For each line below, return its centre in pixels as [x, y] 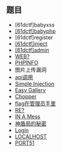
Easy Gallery [30, 90]
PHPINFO [27, 62]
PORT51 [24, 142]
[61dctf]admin [32, 50]
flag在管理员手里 [35, 103]
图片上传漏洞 [30, 69]
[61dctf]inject [31, 43]
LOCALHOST [31, 136]
